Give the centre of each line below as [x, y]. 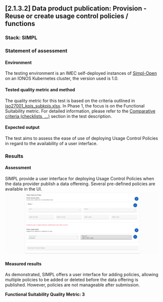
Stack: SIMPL [21, 38]
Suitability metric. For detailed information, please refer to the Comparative [80, 111]
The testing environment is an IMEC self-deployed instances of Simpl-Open [81, 73]
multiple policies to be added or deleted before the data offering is [72, 280]
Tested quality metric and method [40, 90]
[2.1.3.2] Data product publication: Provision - [76, 9]
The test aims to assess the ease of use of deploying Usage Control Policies [81, 138]
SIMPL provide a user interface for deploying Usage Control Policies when [80, 178]
